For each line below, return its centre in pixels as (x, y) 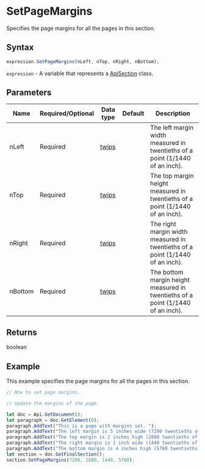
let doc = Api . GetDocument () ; (45, 415)
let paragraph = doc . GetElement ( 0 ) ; (53, 420)
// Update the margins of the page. (53, 403)
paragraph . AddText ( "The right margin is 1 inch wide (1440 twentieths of (102, 443)
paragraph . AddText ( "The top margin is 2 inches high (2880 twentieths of (102, 437)
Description (173, 113)
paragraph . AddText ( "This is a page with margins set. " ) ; (81, 426)
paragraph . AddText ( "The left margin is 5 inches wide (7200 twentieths (99, 432)
